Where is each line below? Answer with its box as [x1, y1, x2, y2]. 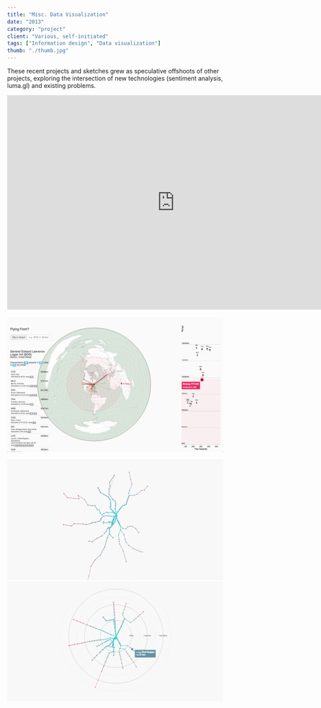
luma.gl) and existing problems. [7, 82, 96, 89]
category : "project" [7, 25, 67, 32]
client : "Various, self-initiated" [7, 33, 109, 40]
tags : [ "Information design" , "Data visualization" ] [7, 40, 161, 47]
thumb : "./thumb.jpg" [7, 47, 69, 54]
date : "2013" [7, 18, 45, 25]
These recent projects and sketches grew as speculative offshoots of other [7, 67, 219, 75]
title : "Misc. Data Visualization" [7, 11, 109, 18]
